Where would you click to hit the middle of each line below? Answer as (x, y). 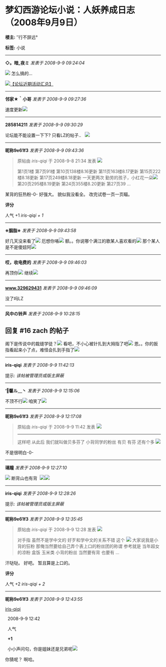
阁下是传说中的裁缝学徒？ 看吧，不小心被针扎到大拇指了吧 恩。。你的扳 (82, 343)
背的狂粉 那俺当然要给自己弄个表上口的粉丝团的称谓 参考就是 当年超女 (88, 546)
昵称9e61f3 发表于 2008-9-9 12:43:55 (44, 599)
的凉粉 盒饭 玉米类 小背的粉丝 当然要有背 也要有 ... (68, 552)
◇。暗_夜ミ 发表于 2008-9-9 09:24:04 (45, 63)
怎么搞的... (22, 73)
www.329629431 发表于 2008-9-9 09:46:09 (51, 288)
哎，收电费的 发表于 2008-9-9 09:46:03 (46, 262)
